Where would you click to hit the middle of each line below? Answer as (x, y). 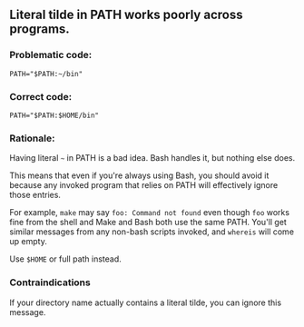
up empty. (28, 242)
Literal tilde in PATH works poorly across (126, 15)
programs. (39, 30)
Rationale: (32, 138)
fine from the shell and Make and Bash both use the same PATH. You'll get (148, 223)
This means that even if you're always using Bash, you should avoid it (139, 175)
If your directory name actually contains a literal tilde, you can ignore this (146, 302)
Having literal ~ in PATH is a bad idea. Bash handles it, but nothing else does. (152, 158)
